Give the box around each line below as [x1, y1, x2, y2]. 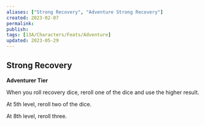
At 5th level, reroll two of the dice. [6, 100, 92, 108]
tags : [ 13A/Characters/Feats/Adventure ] [6, 32, 112, 38]
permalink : [6, 20, 34, 26]
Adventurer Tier [6, 76, 48, 84]
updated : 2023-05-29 [6, 37, 60, 44]
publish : [6, 26, 29, 33]
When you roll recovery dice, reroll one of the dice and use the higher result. [6, 89, 199, 96]
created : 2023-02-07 [6, 15, 60, 21]
